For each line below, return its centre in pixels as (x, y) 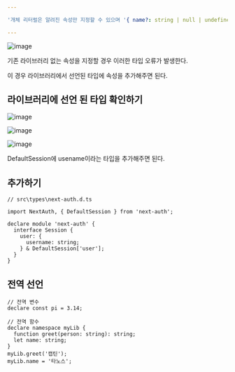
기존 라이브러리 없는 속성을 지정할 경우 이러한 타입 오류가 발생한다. (98, 60)
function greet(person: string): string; (75, 334)
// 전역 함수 (23, 322)
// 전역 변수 (23, 303)
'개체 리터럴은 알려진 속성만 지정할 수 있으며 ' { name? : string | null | (105, 20)
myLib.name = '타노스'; (40, 361)
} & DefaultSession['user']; (62, 249)
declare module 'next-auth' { (51, 224)
